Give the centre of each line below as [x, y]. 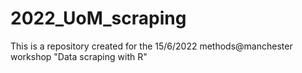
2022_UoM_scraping [98, 18]
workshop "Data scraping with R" [79, 56]
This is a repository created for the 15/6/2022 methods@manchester [151, 46]
